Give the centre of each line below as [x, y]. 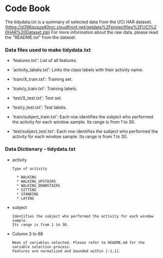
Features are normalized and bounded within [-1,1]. [66, 251]
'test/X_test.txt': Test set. [37, 98]
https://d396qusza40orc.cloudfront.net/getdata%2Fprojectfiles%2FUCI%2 [81, 27]
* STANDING [28, 194]
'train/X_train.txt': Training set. [42, 79]
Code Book [27, 8]
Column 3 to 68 [28, 234]
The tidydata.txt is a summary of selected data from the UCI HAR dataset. [79, 22]
